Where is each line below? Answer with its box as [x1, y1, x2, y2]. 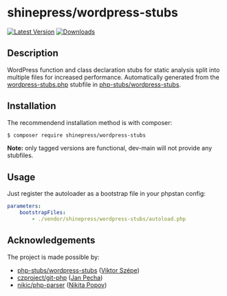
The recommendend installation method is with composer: [7, 118, 173, 126]
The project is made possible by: [7, 253, 100, 261]
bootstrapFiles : [19, 209, 67, 216]
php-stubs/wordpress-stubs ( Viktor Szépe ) [17, 266, 140, 274]
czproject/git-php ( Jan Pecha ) [17, 273, 103, 282]
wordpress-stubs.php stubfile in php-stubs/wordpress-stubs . [7, 80, 181, 89]
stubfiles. [7, 151, 34, 159]
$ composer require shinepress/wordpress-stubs [7, 132, 147, 139]
